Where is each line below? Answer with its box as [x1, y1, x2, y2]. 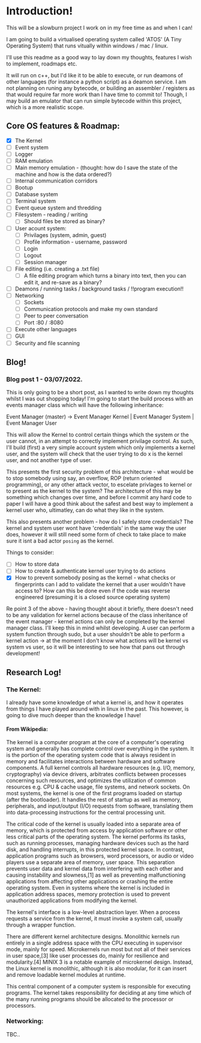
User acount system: [14, 224, 67, 232]
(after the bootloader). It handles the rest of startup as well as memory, [6, 796, 182, 804]
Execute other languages [14, 326, 77, 333]
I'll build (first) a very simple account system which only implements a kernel [6, 444, 196, 451]
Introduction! [6, 4, 73, 18]
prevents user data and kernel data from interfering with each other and [6, 865, 184, 873]
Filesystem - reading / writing [14, 211, 88, 218]
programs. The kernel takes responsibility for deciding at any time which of [6, 989, 192, 997]
